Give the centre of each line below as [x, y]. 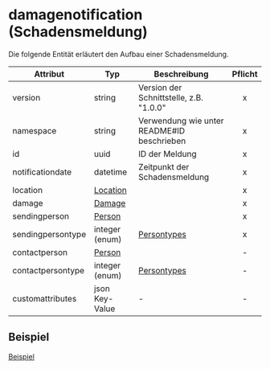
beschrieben [162, 141]
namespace [35, 130]
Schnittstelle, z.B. [170, 97]
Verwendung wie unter [181, 121]
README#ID [162, 130]
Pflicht [245, 74]
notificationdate [42, 172]
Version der [160, 88]
